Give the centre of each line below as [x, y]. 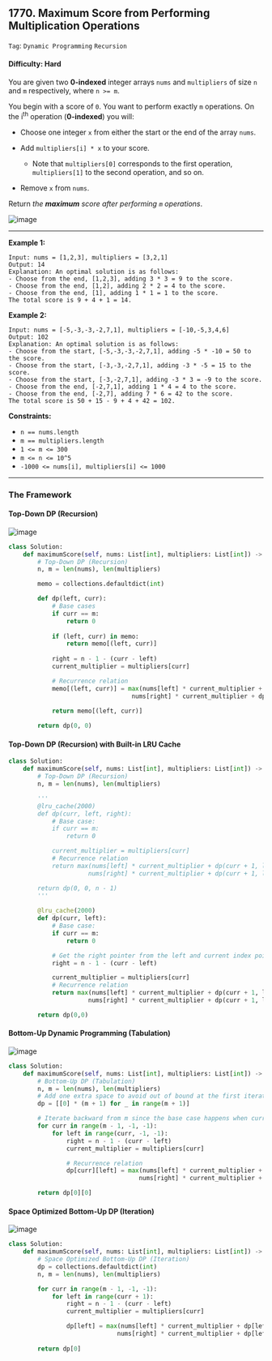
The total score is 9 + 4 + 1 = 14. [70, 300]
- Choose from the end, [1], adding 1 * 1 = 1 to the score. [114, 293]
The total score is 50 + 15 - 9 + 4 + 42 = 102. [92, 400]
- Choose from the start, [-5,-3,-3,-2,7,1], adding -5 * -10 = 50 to [130, 351]
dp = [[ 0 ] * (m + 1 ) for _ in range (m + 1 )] [114, 1104]
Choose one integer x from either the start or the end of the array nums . [138, 132]
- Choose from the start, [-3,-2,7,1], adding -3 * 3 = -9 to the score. [136, 379]
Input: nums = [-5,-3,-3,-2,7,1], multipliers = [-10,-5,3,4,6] [119, 330]
